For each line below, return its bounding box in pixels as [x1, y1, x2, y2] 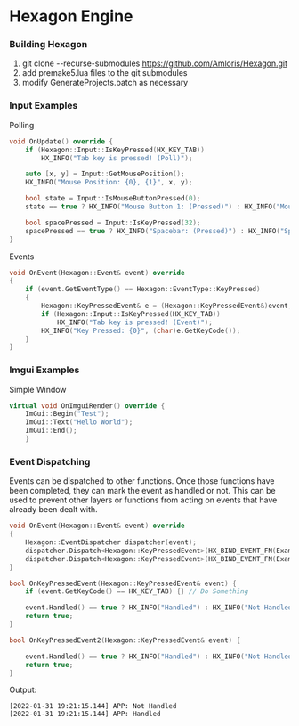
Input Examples [9, 100, 78, 112]
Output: [9, 684, 37, 696]
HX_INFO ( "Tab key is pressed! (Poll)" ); [41, 153, 193, 162]
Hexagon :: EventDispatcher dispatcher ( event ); [25, 538, 198, 547]
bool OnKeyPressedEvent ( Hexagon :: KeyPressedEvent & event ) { [9, 579, 238, 588]
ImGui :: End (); [25, 426, 77, 436]
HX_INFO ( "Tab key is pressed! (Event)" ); [56, 318, 214, 327]
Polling [9, 119, 35, 130]
